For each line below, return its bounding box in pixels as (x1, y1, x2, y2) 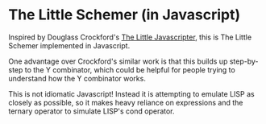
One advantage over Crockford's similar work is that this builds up (8, 56, 228, 66)
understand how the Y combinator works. (8, 73, 147, 83)
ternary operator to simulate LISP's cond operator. (8, 106, 175, 116)
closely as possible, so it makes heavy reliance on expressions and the (8, 97, 243, 107)
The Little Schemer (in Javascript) (8, 6, 241, 24)
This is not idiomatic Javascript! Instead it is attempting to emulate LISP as (8, 89, 256, 98)
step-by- (229, 56, 259, 66)
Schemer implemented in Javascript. (8, 40, 131, 50)
